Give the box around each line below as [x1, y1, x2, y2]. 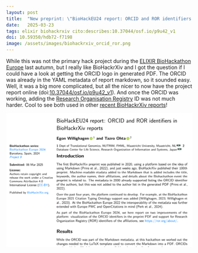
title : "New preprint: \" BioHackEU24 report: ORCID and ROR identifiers [6, 15, 192, 22]
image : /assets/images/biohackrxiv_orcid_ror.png [6, 41, 131, 47]
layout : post [6, 9, 38, 15]
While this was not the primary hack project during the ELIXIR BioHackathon [6, 58, 191, 64]
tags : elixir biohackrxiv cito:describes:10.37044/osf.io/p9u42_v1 [6, 28, 176, 34]
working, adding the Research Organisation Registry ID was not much [6, 95, 176, 102]
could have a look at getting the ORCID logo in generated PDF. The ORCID [6, 70, 186, 77]
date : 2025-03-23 [6, 22, 54, 28]
